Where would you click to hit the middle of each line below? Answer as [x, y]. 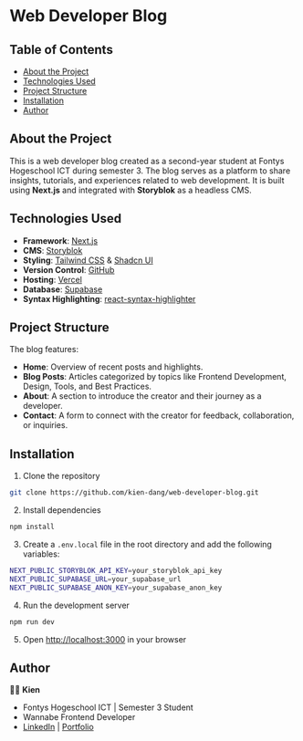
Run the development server [76, 605]
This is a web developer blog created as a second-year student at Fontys [147, 161]
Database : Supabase [63, 289]
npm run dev [32, 621]
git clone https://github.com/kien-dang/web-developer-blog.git [134, 493]
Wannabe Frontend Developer [79, 717]
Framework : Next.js [60, 240]
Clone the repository [61, 476]
